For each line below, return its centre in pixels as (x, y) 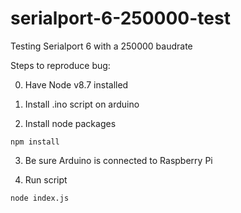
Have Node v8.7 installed (76, 84)
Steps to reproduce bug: (60, 65)
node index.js (40, 198)
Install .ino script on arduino (82, 104)
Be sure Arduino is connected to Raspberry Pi (118, 160)
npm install (35, 142)
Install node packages (70, 123)
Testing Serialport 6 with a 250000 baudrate (101, 46)
